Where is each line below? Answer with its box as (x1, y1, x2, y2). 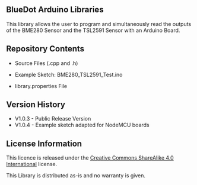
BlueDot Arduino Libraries (6, 5, 104, 15)
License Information (6, 138, 82, 148)
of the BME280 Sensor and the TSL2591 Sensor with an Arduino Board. (6, 27, 180, 34)
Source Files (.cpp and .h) (14, 59, 78, 67)
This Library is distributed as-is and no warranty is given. (6, 172, 146, 179)
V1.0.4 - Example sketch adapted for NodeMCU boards (14, 121, 150, 129)
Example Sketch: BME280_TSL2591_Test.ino (14, 71, 123, 78)
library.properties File (14, 82, 67, 89)
